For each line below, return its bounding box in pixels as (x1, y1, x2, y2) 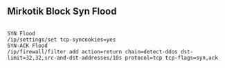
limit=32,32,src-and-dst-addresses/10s (7, 54, 123, 61)
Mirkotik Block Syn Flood (7, 6, 117, 17)
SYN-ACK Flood (7, 42, 48, 49)
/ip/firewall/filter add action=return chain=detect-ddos (7, 48, 178, 55)
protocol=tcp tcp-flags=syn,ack (125, 54, 218, 61)
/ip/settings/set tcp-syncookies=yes (7, 36, 116, 43)
